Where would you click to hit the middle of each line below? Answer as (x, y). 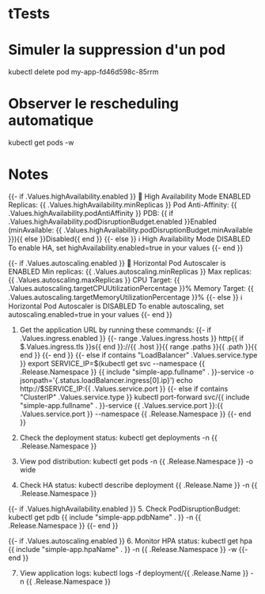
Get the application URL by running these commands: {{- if (115, 330)
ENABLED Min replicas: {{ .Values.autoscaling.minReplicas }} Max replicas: (130, 271)
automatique (51, 121)
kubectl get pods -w (41, 142)
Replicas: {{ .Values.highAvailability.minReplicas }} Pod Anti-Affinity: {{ (123, 205)
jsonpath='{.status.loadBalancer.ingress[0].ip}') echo (106, 380)
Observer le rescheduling (94, 104)
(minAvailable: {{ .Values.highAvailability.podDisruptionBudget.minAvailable (131, 230)
